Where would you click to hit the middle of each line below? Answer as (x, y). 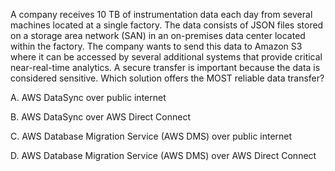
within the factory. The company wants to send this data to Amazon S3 (156, 46)
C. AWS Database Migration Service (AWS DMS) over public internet (151, 136)
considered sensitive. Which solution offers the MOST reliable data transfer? (167, 78)
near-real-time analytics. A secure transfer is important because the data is (165, 67)
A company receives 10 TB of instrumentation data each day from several (161, 14)
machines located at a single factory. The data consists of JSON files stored (167, 25)
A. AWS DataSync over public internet (88, 97)
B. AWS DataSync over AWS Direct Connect (101, 117)
